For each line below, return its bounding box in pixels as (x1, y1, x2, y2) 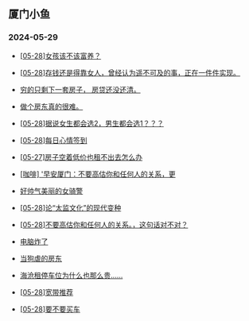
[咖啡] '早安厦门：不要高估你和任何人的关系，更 (19, 169, 177, 179)
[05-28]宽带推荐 (19, 287, 74, 296)
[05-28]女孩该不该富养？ (19, 51, 102, 60)
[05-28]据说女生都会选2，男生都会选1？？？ (19, 118, 165, 128)
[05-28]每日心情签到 (19, 135, 88, 145)
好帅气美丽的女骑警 (19, 186, 84, 195)
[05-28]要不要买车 (19, 304, 81, 314)
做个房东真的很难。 (19, 102, 84, 111)
